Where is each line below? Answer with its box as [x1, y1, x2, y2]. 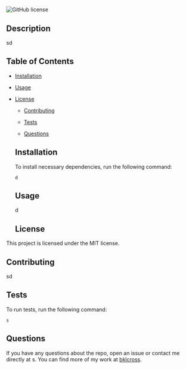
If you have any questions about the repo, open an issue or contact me [6, 349, 180, 356]
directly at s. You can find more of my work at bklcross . [6, 355, 142, 363]
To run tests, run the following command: [6, 306, 107, 313]
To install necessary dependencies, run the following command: [14, 163, 172, 170]
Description [6, 23, 51, 33]
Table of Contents [6, 57, 75, 67]
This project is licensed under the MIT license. [6, 240, 120, 247]
